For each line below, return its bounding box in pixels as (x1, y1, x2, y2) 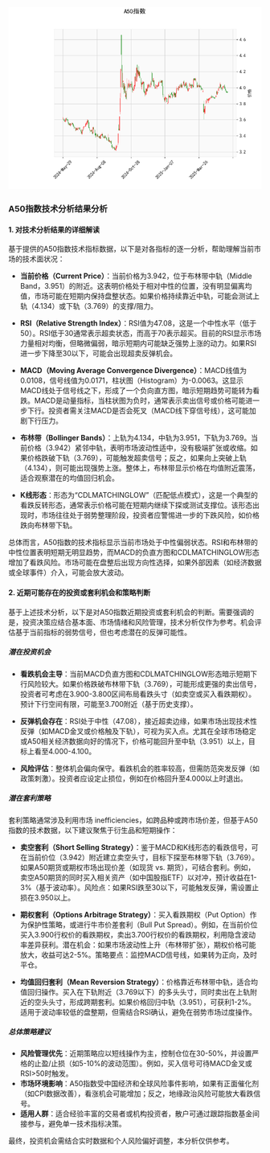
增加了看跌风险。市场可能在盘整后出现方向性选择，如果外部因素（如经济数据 (8, 558, 262, 568)
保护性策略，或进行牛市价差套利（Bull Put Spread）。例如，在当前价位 (27, 920, 259, 929)
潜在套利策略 (8, 794, 51, 803)
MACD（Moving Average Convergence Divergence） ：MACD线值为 (19, 366, 247, 375)
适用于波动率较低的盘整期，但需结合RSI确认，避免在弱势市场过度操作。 (19, 1007, 257, 1016)
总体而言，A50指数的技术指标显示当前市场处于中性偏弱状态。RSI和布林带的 (8, 538, 259, 548)
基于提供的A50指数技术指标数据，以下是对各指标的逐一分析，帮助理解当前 (8, 244, 255, 254)
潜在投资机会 (8, 647, 51, 657)
